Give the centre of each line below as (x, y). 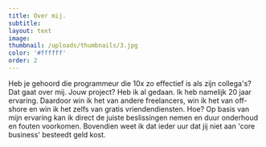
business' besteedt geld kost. (57, 134)
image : (19, 38)
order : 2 (23, 61)
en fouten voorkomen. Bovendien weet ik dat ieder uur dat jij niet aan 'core (132, 126)
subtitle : (25, 23)
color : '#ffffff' (37, 53)
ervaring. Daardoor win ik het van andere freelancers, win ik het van (121, 100)
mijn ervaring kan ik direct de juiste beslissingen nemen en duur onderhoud (133, 117)
